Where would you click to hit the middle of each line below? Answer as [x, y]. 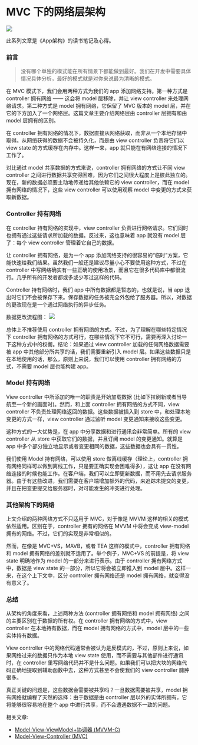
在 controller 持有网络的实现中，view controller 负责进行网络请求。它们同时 [97, 228]
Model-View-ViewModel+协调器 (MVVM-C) [67, 730]
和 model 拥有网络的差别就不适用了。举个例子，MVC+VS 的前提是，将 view [98, 554]
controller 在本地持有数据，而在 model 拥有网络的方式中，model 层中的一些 [98, 628]
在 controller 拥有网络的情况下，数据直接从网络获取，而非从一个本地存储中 [97, 133]
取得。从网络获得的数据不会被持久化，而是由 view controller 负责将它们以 [95, 140]
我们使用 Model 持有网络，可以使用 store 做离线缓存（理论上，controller [94, 458]
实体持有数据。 [24, 635]
